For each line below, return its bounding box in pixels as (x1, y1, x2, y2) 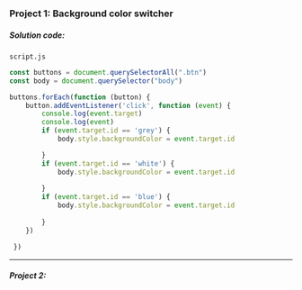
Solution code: (9, 30, 66, 41)
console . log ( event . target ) (41, 109, 143, 119)
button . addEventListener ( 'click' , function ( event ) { (25, 101, 231, 110)
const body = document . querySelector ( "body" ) (9, 76, 182, 86)
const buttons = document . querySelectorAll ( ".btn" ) (9, 68, 207, 77)
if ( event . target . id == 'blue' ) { (41, 193, 171, 202)
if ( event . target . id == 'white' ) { (41, 159, 175, 168)
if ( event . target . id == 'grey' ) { (41, 126, 171, 135)
